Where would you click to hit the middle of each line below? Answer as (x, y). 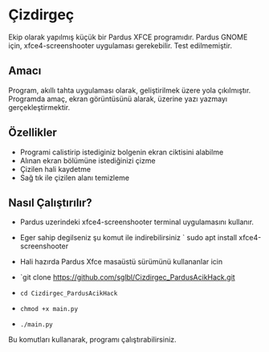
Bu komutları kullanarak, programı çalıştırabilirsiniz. (92, 340)
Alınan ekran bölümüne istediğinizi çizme (88, 160)
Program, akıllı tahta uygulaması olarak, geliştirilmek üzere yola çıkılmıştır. (130, 90)
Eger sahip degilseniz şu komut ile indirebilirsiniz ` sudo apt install (128, 238)
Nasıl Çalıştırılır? (50, 203)
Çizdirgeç (41, 15)
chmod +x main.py (49, 309)
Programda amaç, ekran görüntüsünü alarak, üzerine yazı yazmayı (118, 99)
